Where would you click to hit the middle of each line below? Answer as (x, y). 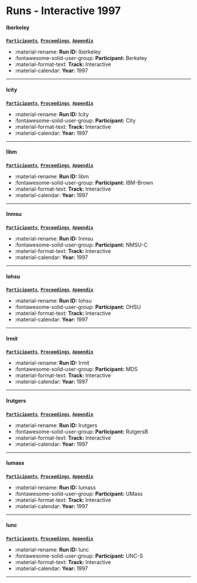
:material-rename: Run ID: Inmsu (54, 239)
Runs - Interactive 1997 (64, 11)
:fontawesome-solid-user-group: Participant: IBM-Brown (84, 182)
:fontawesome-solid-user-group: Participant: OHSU (78, 307)
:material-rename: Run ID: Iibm (52, 176)
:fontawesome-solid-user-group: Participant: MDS (76, 369)
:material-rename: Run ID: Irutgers (56, 425)
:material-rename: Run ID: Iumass (55, 487)
